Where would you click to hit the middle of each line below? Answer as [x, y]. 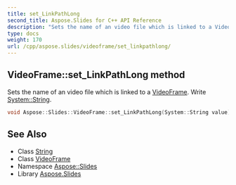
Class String [35, 151]
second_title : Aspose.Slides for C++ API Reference [84, 20]
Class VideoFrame [44, 158]
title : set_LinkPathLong [44, 14]
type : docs [23, 33]
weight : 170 [25, 40]
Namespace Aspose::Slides [57, 166]
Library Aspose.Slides [49, 174]
